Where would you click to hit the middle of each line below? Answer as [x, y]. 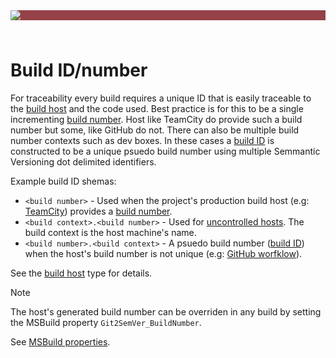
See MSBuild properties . [60, 341]
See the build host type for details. [81, 273]
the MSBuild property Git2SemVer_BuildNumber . [106, 322]
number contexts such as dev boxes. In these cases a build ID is [142, 140]
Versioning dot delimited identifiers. [83, 161]
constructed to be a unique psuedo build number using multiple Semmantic [165, 151]
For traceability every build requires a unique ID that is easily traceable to [161, 98]
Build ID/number [79, 70]
